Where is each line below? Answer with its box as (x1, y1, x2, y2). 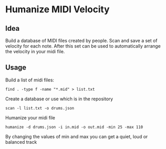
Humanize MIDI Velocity (5, 4, 110, 15)
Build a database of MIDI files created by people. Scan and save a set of (5, 37, 158, 44)
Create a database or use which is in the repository (5, 96, 113, 102)
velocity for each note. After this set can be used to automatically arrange (5, 43, 161, 49)
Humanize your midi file (5, 114, 55, 121)
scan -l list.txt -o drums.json (5, 105, 74, 111)
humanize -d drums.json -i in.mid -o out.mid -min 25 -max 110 (5, 124, 143, 130)
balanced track (5, 139, 37, 145)
